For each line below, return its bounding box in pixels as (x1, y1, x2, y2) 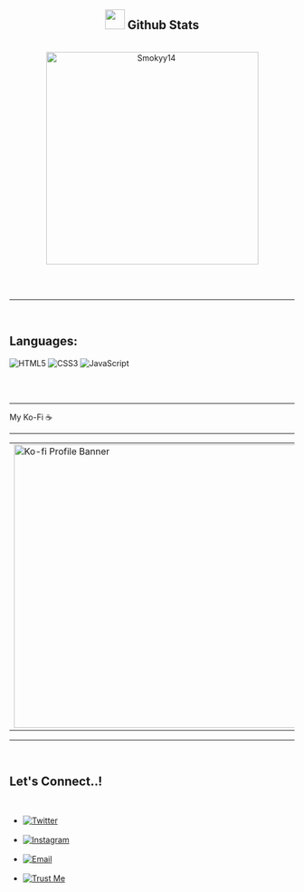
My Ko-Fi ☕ (9, 412, 52, 422)
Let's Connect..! (9, 774, 102, 790)
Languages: (9, 334, 79, 349)
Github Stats (127, 17, 200, 33)
